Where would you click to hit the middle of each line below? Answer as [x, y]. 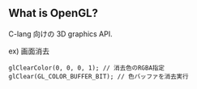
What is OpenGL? [54, 13]
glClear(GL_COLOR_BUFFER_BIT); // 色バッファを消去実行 [98, 76]
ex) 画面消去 [29, 51]
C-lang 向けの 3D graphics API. [61, 34]
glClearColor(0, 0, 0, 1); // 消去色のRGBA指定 [86, 68]
